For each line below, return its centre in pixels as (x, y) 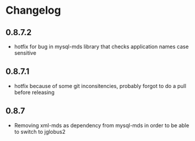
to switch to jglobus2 (40, 131)
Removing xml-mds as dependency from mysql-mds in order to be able (102, 125)
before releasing (34, 92)
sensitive (25, 53)
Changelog (33, 10)
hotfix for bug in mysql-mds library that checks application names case (101, 46)
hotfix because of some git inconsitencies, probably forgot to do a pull (100, 86)
